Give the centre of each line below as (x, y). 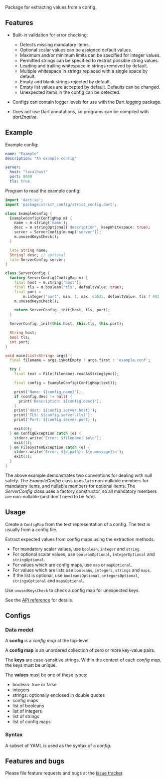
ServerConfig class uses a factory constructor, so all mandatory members (81, 491)
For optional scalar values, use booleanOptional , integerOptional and (83, 554)
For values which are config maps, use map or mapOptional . (72, 565)
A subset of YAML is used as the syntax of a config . (58, 746)
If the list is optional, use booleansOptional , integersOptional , (76, 575)
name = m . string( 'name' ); (41, 223)
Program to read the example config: (43, 191)
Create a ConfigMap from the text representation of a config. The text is (78, 524)
